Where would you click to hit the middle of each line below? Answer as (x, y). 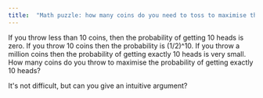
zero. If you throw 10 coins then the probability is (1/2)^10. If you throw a (124, 45)
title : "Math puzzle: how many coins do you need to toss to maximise (127, 15)
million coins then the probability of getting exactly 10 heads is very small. (127, 54)
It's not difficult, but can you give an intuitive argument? (98, 86)
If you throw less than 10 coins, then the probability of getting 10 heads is (126, 37)
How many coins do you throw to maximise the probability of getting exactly (131, 62)
